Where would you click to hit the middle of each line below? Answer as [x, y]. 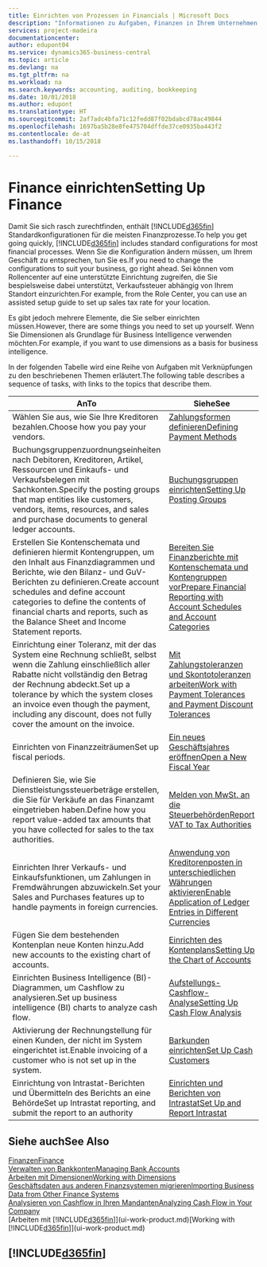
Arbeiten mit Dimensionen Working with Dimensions [92, 1177]
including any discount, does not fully [82, 714]
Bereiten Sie [192, 547]
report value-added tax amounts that [81, 820]
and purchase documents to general [80, 519]
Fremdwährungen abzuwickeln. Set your [87, 888]
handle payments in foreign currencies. [85, 907]
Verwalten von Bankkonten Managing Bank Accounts [94, 1169]
